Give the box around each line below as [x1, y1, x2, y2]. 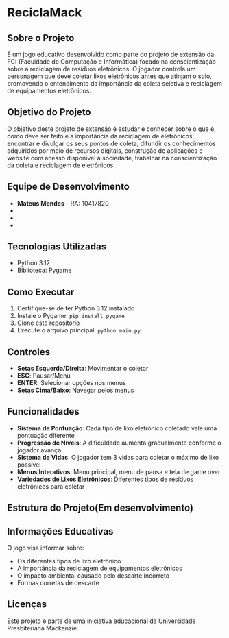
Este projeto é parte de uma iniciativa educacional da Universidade [7, 617, 196, 625]
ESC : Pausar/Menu [16, 371, 71, 380]
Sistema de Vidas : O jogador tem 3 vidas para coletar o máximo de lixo [16, 453, 219, 461]
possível [16, 461, 41, 469]
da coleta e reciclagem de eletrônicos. [7, 161, 115, 169]
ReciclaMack [7, 5, 82, 21]
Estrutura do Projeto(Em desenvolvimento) [7, 502, 194, 514]
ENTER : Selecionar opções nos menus [16, 379, 127, 387]
